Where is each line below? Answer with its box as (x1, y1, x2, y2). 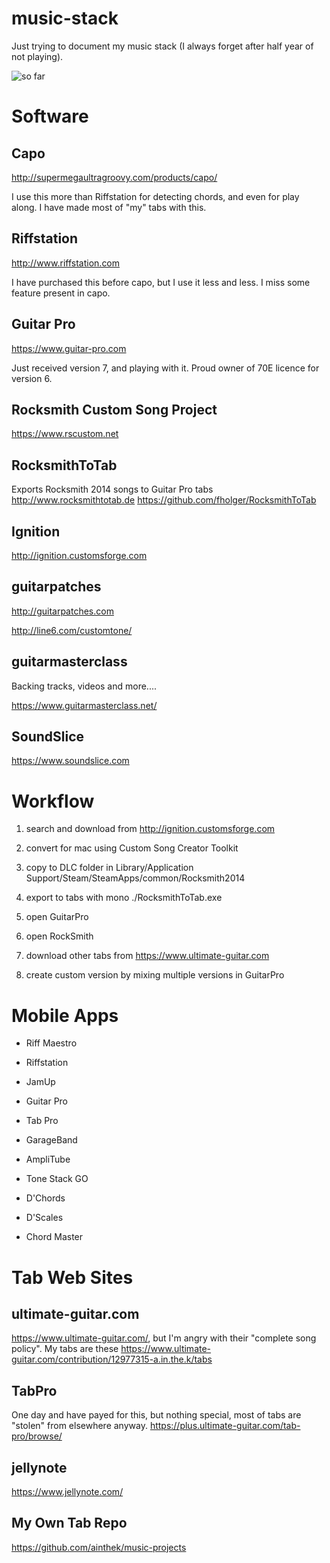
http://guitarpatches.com (11, 605, 114, 617)
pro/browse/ (11, 1430, 63, 1442)
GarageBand (25, 1134, 78, 1146)
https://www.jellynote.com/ (11, 1485, 124, 1497)
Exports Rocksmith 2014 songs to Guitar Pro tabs (11, 483, 214, 496)
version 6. (11, 372, 53, 384)
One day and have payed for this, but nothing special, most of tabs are (11, 1409, 302, 1421)
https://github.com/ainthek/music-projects (11, 1541, 187, 1553)
